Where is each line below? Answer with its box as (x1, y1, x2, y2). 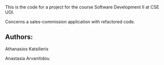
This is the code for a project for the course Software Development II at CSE (5, 4, 159, 10)
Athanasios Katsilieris (5, 46, 49, 52)
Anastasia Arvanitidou (5, 55, 50, 61)
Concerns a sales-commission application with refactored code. (5, 19, 135, 24)
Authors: (5, 33, 33, 41)
